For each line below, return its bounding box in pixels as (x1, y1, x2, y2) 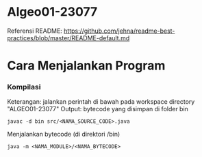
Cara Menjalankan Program (7, 58, 166, 74)
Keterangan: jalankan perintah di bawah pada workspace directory (7, 98, 195, 106)
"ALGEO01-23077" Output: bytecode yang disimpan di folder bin (7, 105, 188, 113)
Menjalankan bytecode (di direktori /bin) (7, 130, 121, 139)
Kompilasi (7, 83, 41, 92)
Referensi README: (7, 27, 63, 35)
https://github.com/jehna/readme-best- (64, 27, 175, 35)
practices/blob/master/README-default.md (7, 33, 130, 42)
